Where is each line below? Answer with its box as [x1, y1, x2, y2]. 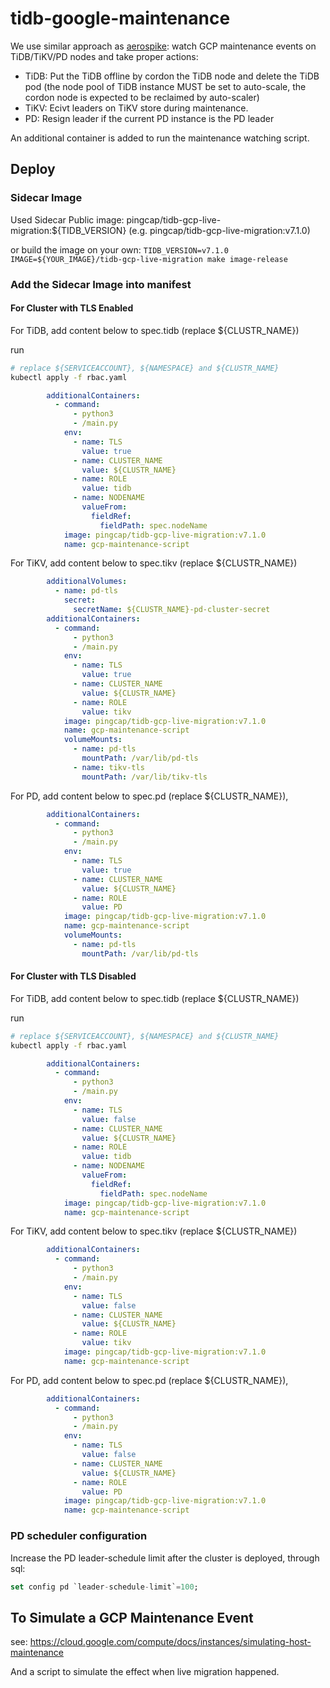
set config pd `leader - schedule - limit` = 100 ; [10, 1582, 199, 1592]
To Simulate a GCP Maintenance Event [10, 1609, 254, 1626]
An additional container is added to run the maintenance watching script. [10, 132, 310, 144]
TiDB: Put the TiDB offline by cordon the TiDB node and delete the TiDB [24, 70, 320, 82]
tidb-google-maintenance [10, 7, 231, 30]
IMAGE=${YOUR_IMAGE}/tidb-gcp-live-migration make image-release [10, 254, 288, 264]
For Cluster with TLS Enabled [10, 302, 134, 314]
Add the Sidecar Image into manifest [10, 277, 192, 291]
